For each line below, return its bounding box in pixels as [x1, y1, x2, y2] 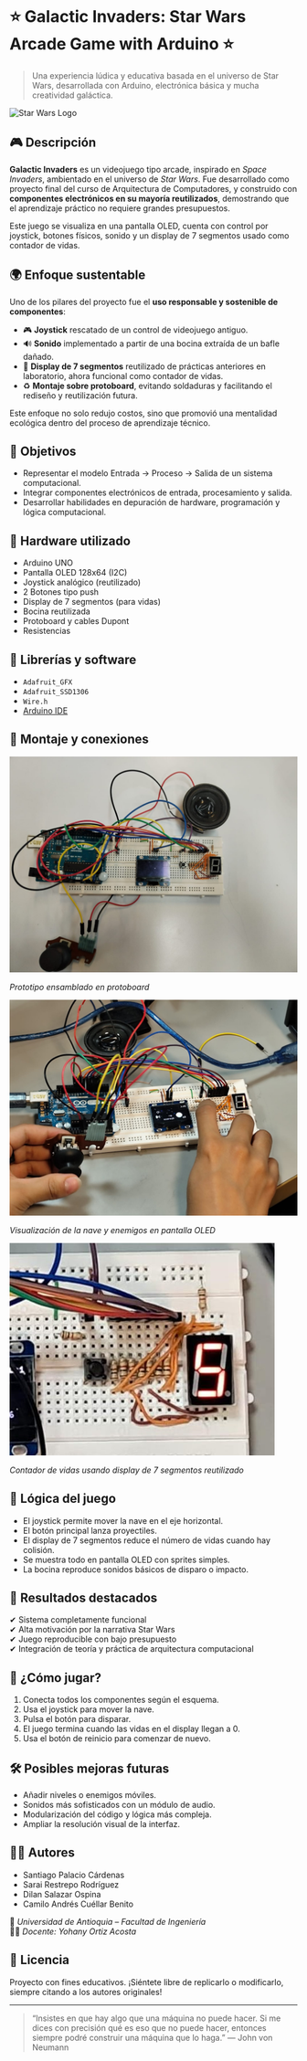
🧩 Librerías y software [9, 651, 137, 667]
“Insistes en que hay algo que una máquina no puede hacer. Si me [31, 2013, 281, 2024]
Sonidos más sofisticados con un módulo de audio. [22, 1800, 217, 1811]
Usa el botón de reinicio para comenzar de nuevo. [22, 1733, 212, 1744]
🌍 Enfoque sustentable [9, 268, 146, 283]
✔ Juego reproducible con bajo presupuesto [9, 1633, 177, 1644]
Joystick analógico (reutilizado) [22, 576, 142, 588]
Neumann [31, 2042, 69, 2053]
